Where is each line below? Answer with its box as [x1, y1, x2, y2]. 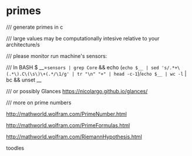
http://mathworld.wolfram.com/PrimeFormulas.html [6, 121, 130, 128]
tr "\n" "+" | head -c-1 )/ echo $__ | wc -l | [77, 70, 187, 77]
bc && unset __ [6, 76, 42, 83]
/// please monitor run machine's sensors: [6, 52, 107, 59]
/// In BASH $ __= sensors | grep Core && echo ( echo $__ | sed [6, 63, 160, 71]
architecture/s [6, 41, 40, 48]
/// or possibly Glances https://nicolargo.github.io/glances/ [6, 87, 148, 94]
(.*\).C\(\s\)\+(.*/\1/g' [6, 71, 69, 77]
